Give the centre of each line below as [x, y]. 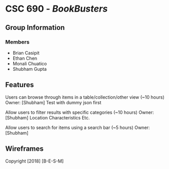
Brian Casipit [26, 53]
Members [17, 42]
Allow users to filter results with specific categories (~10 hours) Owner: [80, 112]
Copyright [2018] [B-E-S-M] [35, 161]
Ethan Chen [25, 58]
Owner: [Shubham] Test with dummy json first [53, 102]
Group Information [35, 28]
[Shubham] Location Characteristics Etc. [48, 117]
